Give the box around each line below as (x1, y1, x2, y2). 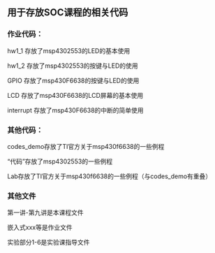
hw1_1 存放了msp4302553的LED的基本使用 (7, 46, 131, 55)
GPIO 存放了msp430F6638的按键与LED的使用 (7, 76, 140, 85)
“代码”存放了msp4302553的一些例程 (7, 157, 113, 166)
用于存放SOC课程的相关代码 (7, 6, 128, 19)
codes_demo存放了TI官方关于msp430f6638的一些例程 (7, 142, 165, 150)
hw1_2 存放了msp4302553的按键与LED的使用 (7, 62, 138, 70)
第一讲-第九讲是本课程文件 (7, 208, 84, 217)
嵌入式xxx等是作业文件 (7, 223, 73, 232)
